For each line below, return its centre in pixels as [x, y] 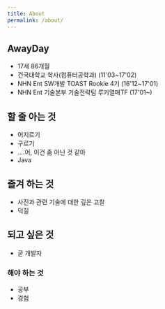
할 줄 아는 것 [32, 116]
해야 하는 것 [25, 273]
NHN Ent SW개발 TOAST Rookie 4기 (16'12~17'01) [88, 84]
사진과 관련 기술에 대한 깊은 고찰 [61, 202]
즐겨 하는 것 [31, 184]
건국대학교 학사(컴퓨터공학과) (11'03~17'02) [77, 75]
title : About [26, 14]
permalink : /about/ [36, 20]
